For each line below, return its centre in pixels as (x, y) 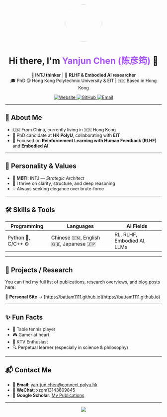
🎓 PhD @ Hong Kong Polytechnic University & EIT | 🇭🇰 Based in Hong (83, 81)
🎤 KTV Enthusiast (30, 342)
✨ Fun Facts (24, 317)
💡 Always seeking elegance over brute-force (58, 188)
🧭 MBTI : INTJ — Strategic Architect (48, 178)
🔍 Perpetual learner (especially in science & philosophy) (70, 347)
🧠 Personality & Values (41, 166)
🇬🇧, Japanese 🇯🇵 (74, 244)
